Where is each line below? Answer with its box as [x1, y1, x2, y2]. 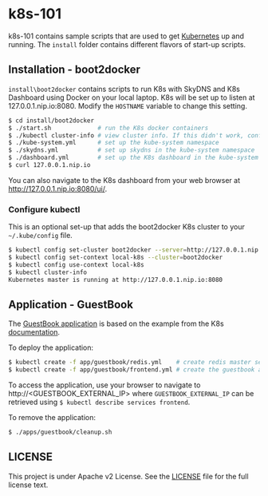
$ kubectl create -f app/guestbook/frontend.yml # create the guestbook [8, 366, 255, 374]
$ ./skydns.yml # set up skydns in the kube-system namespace [8, 146, 255, 154]
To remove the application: [8, 413, 96, 423]
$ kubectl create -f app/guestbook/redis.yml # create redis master [8, 359, 251, 367]
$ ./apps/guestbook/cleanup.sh [8, 428, 112, 436]
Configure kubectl [8, 204, 81, 215]
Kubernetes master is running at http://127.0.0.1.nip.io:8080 [8, 276, 223, 284]
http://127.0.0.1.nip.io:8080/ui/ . [8, 184, 108, 193]
